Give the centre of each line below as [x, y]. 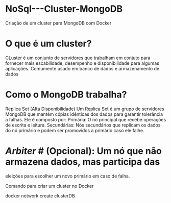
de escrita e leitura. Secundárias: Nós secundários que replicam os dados [83, 125]
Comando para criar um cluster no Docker [50, 186]
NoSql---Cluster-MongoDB [64, 9]
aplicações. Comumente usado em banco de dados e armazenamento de [82, 68]
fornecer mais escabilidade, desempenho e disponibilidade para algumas [82, 63]
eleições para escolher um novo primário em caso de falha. [68, 176]
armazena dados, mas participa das [83, 162]
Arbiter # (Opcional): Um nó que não [83, 151]
